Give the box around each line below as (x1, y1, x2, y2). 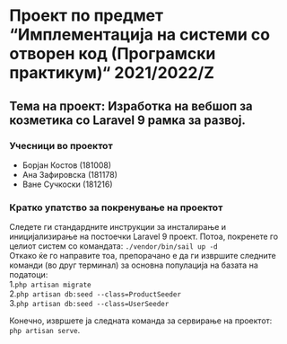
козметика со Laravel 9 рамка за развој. (9, 112, 247, 128)
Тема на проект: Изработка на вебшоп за (9, 98, 253, 113)
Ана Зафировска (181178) (22, 169, 118, 180)
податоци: (9, 269, 48, 280)
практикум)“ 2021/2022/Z (9, 63, 215, 84)
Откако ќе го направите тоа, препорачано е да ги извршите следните (9, 251, 276, 261)
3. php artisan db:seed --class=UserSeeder (9, 298, 170, 309)
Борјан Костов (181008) (22, 159, 112, 171)
